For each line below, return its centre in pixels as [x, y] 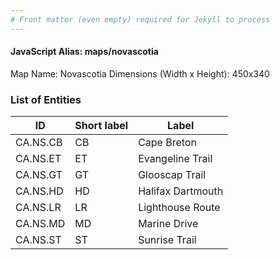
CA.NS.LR [38, 208]
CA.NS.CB [39, 143]
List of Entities [46, 99]
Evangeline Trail [175, 159]
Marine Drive [168, 224]
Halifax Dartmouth [181, 191]
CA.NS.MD [40, 224]
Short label [101, 126]
